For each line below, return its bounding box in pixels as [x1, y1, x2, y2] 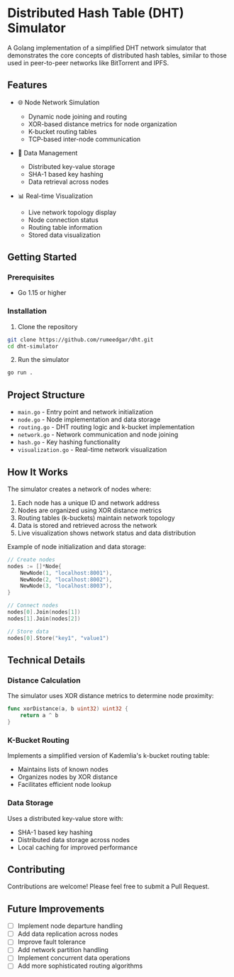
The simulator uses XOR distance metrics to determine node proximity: [7, 692, 214, 700]
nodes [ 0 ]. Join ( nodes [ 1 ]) [7, 609, 81, 616]
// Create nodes [7, 556, 55, 563]
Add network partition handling [17, 946, 108, 954]
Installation [7, 307, 48, 316]
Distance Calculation [7, 675, 81, 685]
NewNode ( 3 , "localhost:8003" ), [20, 583, 113, 590]
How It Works [7, 466, 69, 478]
